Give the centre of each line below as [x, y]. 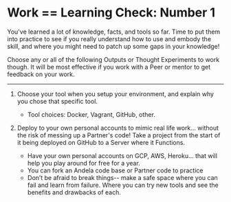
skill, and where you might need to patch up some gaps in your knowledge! [113, 46]
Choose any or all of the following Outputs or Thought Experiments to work [113, 59]
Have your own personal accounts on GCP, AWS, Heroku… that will [122, 155]
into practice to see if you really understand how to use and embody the [109, 38]
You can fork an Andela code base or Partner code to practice [115, 170]
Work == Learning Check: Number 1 [111, 13]
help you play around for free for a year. [84, 163]
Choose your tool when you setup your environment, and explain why [115, 93]
